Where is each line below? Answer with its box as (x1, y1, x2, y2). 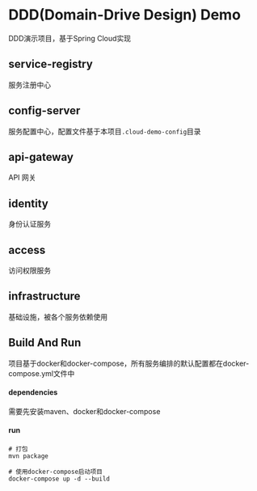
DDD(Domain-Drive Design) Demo (8, 6, 241, 24)
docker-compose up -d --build (8, 475, 111, 483)
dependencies (8, 387, 58, 397)
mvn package (8, 452, 48, 460)
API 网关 (8, 172, 36, 183)
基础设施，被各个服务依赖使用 (8, 311, 107, 321)
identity (8, 197, 48, 210)
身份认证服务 (8, 219, 51, 229)
